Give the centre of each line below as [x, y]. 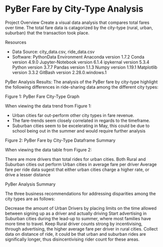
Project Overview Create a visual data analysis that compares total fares [77, 22]
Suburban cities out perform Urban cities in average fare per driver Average [81, 164]
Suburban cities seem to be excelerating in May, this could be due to [81, 126]
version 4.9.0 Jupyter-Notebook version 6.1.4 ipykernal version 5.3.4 [81, 62]
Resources [16, 42]
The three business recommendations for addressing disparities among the [81, 193]
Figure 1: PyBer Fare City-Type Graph [42, 96]
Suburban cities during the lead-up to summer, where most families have [78, 218]
